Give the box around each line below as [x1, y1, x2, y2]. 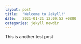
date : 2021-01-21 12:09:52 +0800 [5, 16, 77, 21]
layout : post [5, 7, 31, 12]
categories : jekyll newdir [5, 20, 59, 26]
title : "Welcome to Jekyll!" [5, 12, 66, 16]
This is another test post [5, 34, 53, 40]
